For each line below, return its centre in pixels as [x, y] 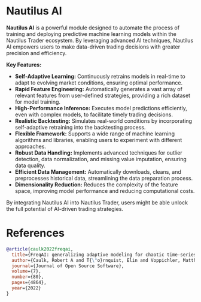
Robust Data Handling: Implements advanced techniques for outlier [98, 152]
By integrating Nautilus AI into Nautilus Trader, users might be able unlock [97, 203]
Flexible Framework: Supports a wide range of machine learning [95, 134]
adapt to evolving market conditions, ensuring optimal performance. [99, 83]
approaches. [31, 146]
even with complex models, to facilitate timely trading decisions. [94, 114]
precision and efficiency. [36, 53]
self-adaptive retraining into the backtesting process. [80, 127]
